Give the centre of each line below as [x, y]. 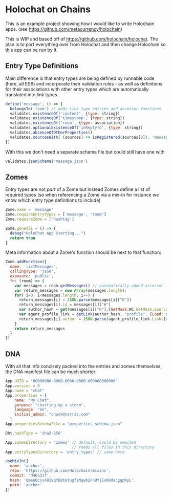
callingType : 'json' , [33, 272]
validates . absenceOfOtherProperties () [51, 133]
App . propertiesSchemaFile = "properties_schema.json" [64, 424]
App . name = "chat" [25, 391]
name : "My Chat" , [33, 400]
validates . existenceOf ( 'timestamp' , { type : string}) [67, 118]
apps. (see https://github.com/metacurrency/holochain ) [64, 29]
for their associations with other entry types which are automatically [77, 89]
